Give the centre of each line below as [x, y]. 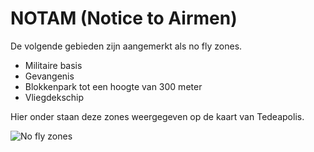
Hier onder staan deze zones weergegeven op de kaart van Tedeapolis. [157, 116]
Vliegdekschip [54, 97]
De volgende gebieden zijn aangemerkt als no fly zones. [126, 46]
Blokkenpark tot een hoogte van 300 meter [113, 86]
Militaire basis [53, 65]
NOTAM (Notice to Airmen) [124, 18]
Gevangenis [49, 76]
